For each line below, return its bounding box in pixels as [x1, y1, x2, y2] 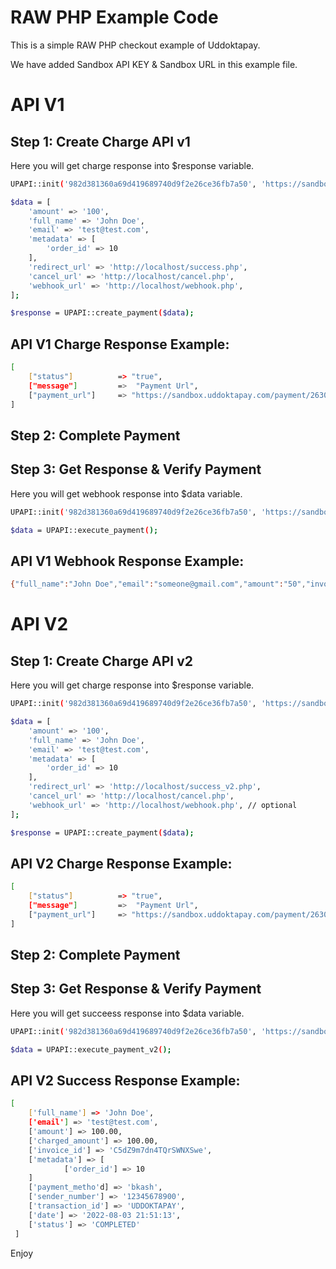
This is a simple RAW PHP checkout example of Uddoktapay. [10, 39, 261, 51]
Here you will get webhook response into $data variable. [10, 487, 243, 500]
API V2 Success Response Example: [10, 1072, 241, 1090]
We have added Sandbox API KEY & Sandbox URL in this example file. [10, 58, 298, 70]
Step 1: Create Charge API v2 [10, 652, 194, 670]
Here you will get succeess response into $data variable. [10, 1007, 245, 1019]
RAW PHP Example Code [10, 6, 219, 29]
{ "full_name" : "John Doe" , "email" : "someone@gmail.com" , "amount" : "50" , [10, 579, 307, 590]
